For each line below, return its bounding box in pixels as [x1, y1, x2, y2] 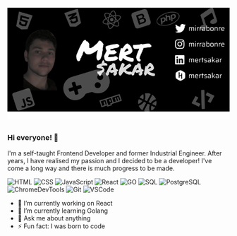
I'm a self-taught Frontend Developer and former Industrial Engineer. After [7, 148, 222, 158]
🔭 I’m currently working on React [17, 199, 113, 207]
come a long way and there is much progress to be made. [7, 164, 175, 172]
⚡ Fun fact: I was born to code [17, 222, 106, 230]
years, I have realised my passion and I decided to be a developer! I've [7, 156, 212, 165]
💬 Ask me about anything [17, 213, 91, 222]
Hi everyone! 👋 [7, 133, 59, 143]
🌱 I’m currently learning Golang [17, 206, 108, 215]
